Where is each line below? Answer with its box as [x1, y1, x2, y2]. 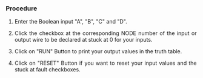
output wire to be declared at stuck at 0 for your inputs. [14, 36, 153, 44]
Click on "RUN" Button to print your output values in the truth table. [14, 48, 182, 55]
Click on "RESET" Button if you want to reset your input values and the [14, 59, 197, 67]
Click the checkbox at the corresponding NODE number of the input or [14, 30, 197, 37]
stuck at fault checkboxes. [14, 66, 81, 73]
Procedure [5, 4, 38, 13]
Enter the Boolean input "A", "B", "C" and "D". [14, 18, 128, 25]
